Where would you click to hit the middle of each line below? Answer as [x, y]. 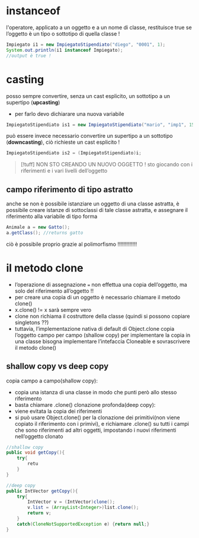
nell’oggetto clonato [39, 436]
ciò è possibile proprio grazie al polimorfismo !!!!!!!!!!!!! [72, 244]
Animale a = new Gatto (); [38, 227]
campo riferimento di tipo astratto [70, 189]
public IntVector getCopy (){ [42, 491]
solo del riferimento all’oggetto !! [54, 291]
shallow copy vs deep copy [57, 366]
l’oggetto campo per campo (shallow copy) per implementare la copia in [102, 335]
